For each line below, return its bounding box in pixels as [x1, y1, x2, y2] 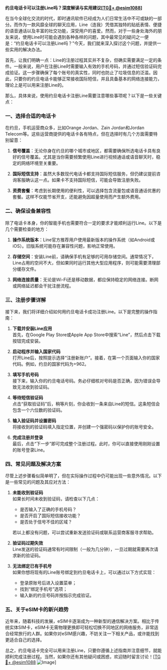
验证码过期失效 [12, 540, 43, 546]
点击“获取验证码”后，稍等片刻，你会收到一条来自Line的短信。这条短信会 [12, 401, 160, 406]
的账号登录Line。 [12, 447, 48, 453]
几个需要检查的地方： [5, 226, 49, 232]
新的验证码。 [16, 552, 43, 558]
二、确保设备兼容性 [5, 208, 51, 215]
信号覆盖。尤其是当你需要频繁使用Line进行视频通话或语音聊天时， [21, 154, 157, 160]
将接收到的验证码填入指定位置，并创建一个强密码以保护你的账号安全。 [12, 423, 157, 430]
